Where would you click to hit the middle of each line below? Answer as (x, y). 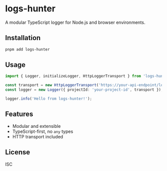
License (18, 152)
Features (19, 114)
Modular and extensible (37, 126)
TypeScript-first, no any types (43, 131)
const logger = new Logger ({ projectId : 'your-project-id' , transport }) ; (84, 90)
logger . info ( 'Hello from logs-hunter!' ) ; (49, 99)
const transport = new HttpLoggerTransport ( (52, 85)
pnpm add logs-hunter (28, 49)
